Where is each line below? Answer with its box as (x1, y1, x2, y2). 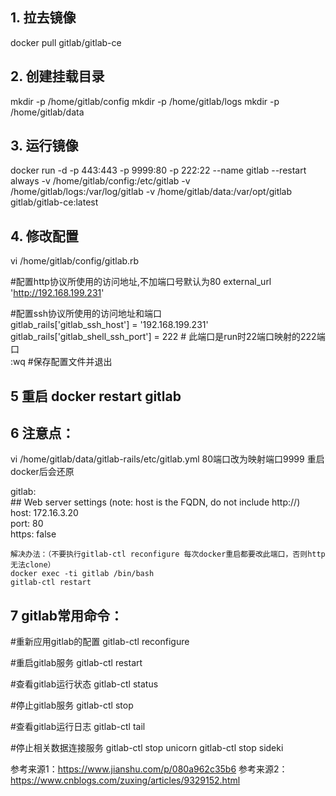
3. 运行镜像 (10, 138, 79, 155)
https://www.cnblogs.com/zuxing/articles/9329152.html (10, 774, 241, 787)
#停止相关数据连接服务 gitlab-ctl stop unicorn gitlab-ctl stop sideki (10, 742, 284, 754)
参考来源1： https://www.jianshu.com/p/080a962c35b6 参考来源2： (10, 763, 288, 775)
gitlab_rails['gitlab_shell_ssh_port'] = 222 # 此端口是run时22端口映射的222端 (10, 331, 326, 343)
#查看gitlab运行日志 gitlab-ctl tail (10, 721, 146, 733)
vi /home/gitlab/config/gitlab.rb (10, 255, 140, 267)
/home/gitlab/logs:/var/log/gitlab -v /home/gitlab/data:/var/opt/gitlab (10, 186, 293, 198)
